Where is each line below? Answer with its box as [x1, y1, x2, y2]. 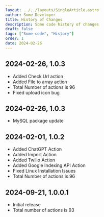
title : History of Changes [5, 17, 63, 22]
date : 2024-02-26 [5, 41, 42, 46]
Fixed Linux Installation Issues [12, 168, 76, 174]
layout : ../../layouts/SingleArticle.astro [5, 7, 99, 13]
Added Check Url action [12, 73, 64, 79]
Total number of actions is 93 [12, 207, 75, 213]
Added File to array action [12, 79, 67, 85]
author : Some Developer [5, 12, 56, 17]
